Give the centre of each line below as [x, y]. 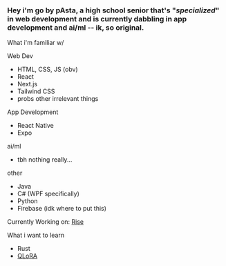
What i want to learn [36, 235]
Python [27, 201]
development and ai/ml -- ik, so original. [76, 28]
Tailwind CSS [36, 91]
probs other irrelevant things [58, 99]
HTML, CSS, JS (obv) [47, 69]
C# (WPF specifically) [48, 194]
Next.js [27, 84]
